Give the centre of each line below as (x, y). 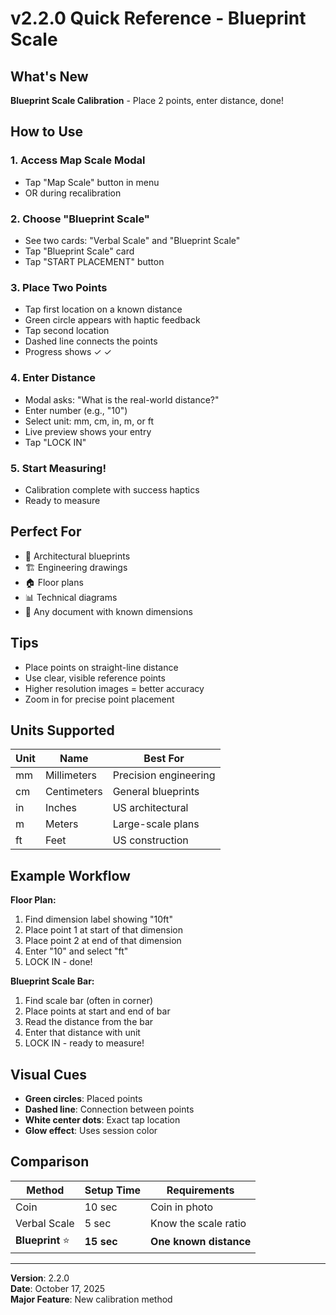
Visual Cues (48, 1074)
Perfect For (46, 532)
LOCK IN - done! (58, 962)
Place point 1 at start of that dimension (104, 930)
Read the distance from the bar (89, 1022)
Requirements (200, 1190)
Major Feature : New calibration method (91, 1299)
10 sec (101, 1207)
